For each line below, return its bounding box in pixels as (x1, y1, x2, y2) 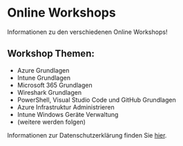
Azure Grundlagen (17, 66, 70, 74)
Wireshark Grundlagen (17, 88, 81, 96)
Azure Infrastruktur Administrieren (17, 102, 115, 111)
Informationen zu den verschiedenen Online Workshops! (7, 28, 168, 36)
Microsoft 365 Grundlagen (17, 81, 93, 89)
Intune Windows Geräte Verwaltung (17, 110, 119, 118)
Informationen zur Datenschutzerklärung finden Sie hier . (7, 131, 167, 139)
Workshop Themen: (7, 48, 95, 60)
